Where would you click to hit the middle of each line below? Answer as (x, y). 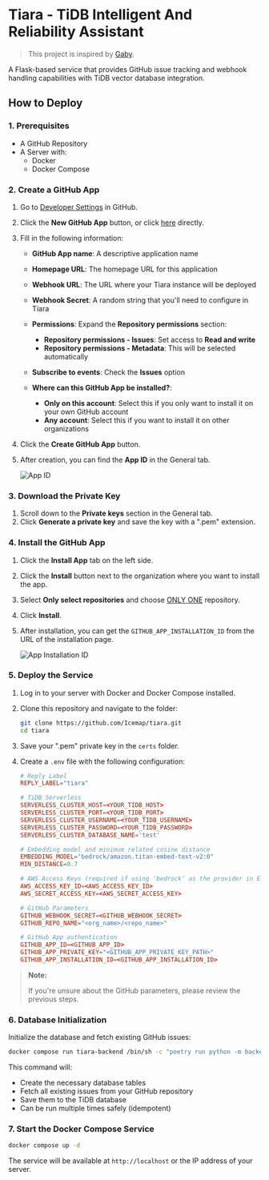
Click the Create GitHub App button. (80, 444)
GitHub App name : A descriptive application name (115, 253)
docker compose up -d (44, 1146)
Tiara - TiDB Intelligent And (100, 15)
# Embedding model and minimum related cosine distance (115, 849)
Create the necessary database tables (83, 1083)
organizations (66, 428)
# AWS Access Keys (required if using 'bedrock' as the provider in (137, 879)
